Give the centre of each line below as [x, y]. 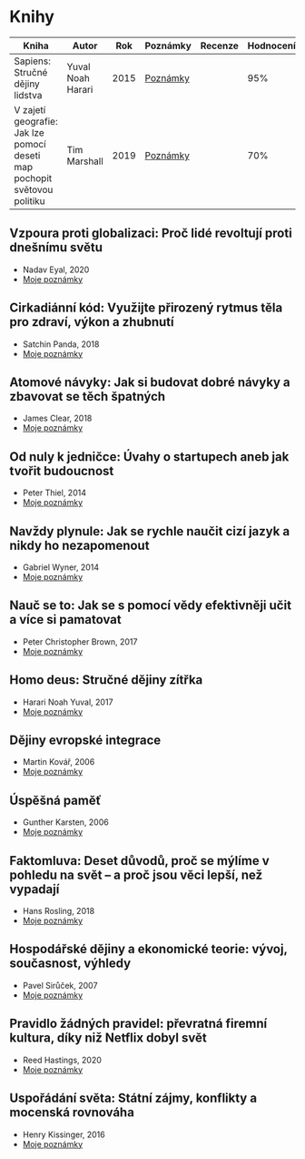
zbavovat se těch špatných [88, 396]
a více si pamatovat [65, 620]
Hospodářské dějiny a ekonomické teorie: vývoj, [148, 949]
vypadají [34, 889]
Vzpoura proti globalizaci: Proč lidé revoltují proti [151, 234]
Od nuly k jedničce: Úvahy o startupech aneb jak [149, 457]
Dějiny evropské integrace [85, 741]
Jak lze [29, 132]
